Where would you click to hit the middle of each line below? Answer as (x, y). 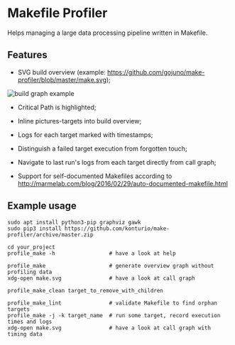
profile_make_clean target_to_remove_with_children (85, 290)
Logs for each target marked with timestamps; (85, 135)
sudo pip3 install (34, 229)
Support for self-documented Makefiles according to (95, 176)
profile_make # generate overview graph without (111, 265)
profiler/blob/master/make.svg (62, 80)
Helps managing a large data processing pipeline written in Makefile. (108, 33)
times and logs (30, 322)
